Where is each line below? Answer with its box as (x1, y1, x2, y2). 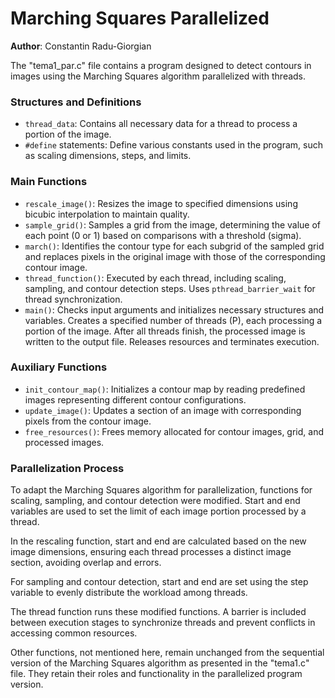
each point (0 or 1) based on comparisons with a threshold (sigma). (24, 229, 302, 241)
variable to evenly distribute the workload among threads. (10, 587, 248, 599)
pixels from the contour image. (24, 415, 152, 427)
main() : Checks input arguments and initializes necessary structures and (24, 303, 325, 316)
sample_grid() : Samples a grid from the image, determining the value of (24, 218, 322, 231)
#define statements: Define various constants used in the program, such (24, 139, 323, 151)
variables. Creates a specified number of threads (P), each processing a (24, 314, 323, 326)
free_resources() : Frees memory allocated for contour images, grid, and (24, 425, 325, 437)
